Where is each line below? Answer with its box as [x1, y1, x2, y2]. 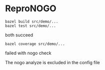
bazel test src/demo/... [5, 23, 56, 28]
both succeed [5, 32, 34, 38]
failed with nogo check [5, 50, 52, 56]
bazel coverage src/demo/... [5, 41, 65, 47]
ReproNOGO [5, 3, 57, 14]
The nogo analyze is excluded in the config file [5, 59, 100, 65]
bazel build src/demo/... [5, 19, 58, 24]
